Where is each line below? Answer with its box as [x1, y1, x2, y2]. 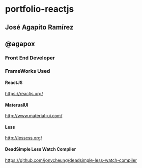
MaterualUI [5, 102, 28, 108]
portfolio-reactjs [5, 3, 74, 15]
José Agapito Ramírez [5, 23, 74, 31]
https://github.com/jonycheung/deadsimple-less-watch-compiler [5, 157, 137, 163]
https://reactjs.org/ [5, 91, 43, 97]
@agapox [5, 39, 35, 48]
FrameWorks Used [5, 67, 50, 74]
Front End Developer [5, 54, 55, 61]
